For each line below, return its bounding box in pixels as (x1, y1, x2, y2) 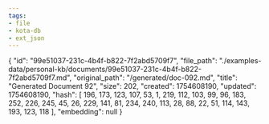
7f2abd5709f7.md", (8, 73, 72, 82)
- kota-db (8, 26, 42, 34)
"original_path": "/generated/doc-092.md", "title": (73, 73, 238, 82)
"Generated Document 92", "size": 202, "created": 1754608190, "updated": (8, 82, 257, 91)
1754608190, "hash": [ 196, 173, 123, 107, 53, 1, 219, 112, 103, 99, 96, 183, (8, 90, 247, 100)
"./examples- (218, 56, 262, 66)
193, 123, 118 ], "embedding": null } (8, 107, 123, 117)
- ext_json (8, 34, 45, 42)
